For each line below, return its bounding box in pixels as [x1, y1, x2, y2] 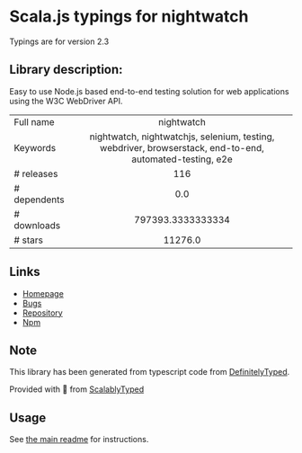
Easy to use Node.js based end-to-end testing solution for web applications [9, 85, 289, 96]
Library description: [9, 62, 123, 77]
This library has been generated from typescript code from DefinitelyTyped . [9, 367, 290, 377]
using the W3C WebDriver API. [9, 95, 123, 106]
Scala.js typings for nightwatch [9, 6, 249, 27]
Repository [22, 307, 63, 318]
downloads [13, 218, 61, 231]
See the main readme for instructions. [9, 434, 149, 445]
